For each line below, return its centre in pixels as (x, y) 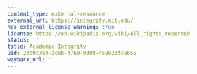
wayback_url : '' (31, 60)
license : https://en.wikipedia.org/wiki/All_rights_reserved (99, 33)
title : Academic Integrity (47, 47)
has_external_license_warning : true (61, 27)
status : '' (23, 40)
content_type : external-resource (56, 14)
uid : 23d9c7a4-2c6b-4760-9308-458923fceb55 (72, 54)
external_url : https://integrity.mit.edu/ (70, 20)
